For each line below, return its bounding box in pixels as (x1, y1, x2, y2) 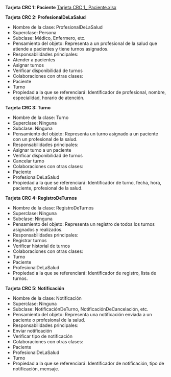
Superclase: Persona (12, 30, 57, 35)
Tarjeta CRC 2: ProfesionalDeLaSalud (5, 14, 86, 20)
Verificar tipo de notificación (12, 333, 73, 339)
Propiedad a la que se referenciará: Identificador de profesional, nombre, (12, 89, 166, 95)
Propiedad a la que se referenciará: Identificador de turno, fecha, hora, (12, 180, 162, 185)
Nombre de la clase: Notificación (12, 295, 82, 301)
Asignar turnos (12, 62, 44, 68)
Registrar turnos (12, 238, 47, 243)
